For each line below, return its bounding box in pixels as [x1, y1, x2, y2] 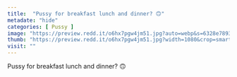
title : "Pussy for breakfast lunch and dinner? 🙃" [7, 10, 165, 17]
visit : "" [7, 43, 37, 50]
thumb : [7, 36, 27, 43]
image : [7, 29, 27, 37]
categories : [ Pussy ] [7, 23, 74, 30]
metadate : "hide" [7, 17, 59, 24]
